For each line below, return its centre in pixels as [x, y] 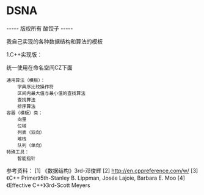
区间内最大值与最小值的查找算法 [52, 93]
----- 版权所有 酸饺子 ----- [40, 28]
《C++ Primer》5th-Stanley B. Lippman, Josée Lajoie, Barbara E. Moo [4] [96, 178]
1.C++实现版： [24, 54]
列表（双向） [31, 132]
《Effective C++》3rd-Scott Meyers [48, 185]
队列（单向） [31, 145]
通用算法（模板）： [26, 80]
